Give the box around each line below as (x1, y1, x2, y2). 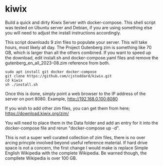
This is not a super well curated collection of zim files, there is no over (5, 134, 145, 140)
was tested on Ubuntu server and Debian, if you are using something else (5, 24, 152, 30)
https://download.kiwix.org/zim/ (5, 111, 69, 116)
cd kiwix (5, 78, 23, 83)
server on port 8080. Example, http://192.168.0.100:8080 (5, 96, 118, 102)
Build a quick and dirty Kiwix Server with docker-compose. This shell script (5, 19, 156, 25)
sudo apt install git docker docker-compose (5, 69, 97, 74)
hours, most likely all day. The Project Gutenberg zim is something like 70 (5, 44, 152, 50)
